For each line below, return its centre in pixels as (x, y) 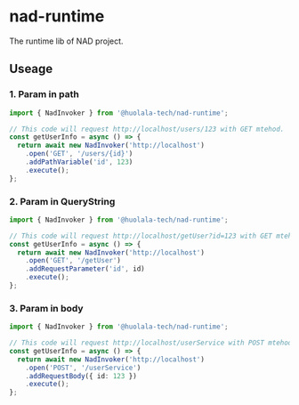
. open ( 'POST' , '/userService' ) (83, 368)
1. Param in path (44, 94)
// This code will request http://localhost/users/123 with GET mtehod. (147, 129)
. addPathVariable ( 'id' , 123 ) (79, 162)
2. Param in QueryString (62, 201)
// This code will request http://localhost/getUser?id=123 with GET (141, 236)
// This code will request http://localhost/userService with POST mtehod (151, 343)
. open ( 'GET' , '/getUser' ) (73, 261)
